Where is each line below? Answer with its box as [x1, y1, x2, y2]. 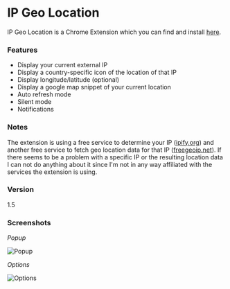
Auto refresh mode [17, 90, 71, 98]
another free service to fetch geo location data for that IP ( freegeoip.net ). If [7, 146, 222, 154]
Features [7, 45, 38, 55]
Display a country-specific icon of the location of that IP [17, 68, 177, 77]
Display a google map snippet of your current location [17, 83, 172, 91]
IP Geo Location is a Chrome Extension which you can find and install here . [7, 28, 222, 36]
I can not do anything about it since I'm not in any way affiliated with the [7, 160, 213, 168]
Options [7, 261, 30, 269]
